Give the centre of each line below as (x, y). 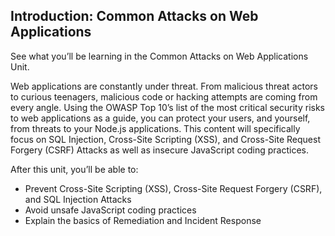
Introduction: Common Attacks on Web (134, 16)
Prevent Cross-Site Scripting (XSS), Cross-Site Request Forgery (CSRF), (173, 188)
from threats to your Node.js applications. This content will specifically (155, 128)
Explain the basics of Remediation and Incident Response (143, 220)
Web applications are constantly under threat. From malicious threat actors (164, 86)
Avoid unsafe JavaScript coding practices (110, 210)
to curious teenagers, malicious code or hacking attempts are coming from (164, 96)
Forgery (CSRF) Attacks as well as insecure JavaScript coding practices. (159, 150)
